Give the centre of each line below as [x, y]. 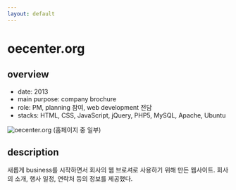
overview [28, 75]
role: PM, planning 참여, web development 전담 [85, 107]
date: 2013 [33, 91]
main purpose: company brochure [67, 99]
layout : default [31, 14]
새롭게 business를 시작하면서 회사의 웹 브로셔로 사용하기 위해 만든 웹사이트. [111, 170]
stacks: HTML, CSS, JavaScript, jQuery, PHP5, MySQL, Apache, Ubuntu [122, 115]
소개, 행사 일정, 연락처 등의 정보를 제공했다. [74, 179]
